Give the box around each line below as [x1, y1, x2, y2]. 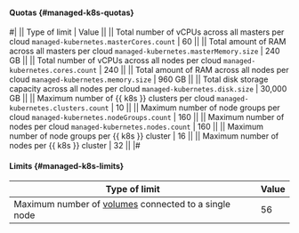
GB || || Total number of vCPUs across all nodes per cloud [9, 55, 222, 66]
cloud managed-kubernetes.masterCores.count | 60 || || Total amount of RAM [9, 36, 287, 47]
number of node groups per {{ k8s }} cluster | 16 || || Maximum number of [9, 131, 279, 141]
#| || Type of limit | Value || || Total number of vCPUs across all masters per [9, 27, 285, 37]
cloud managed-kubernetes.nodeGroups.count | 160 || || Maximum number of [9, 112, 285, 123]
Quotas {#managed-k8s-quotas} [9, 7, 135, 18]
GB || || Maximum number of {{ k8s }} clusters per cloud [9, 93, 215, 104]
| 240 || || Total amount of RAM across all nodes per [99, 65, 289, 76]
